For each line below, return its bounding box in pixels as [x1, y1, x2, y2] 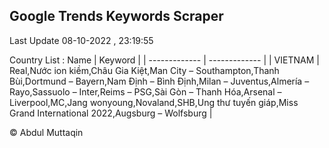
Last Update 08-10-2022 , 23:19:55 [9, 34, 154, 46]
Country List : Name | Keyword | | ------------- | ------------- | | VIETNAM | [9, 54, 320, 66]
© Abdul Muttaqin [9, 126, 84, 138]
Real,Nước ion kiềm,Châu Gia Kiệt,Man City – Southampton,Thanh [9, 64, 280, 76]
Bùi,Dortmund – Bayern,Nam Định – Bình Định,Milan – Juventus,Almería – [9, 75, 310, 87]
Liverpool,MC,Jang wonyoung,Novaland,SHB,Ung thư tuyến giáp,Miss [9, 96, 299, 108]
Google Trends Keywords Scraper [9, 8, 224, 25]
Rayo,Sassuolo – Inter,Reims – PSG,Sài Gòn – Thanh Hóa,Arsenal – [9, 85, 282, 98]
